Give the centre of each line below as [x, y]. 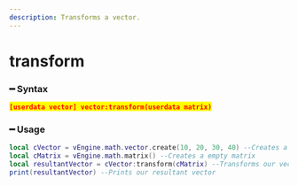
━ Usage [27, 129]
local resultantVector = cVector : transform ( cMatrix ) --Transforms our [142, 165]
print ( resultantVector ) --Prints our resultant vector [113, 173]
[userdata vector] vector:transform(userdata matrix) [111, 107]
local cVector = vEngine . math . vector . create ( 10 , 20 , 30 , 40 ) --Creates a [149, 148]
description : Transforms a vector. [75, 17]
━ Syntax [29, 89]
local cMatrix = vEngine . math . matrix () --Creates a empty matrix [132, 156]
